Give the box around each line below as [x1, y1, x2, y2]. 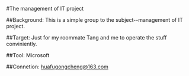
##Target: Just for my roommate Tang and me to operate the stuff [6, 34, 167, 41]
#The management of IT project [6, 5, 84, 12]
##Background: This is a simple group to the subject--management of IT [6, 16, 183, 23]
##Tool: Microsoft [6, 52, 50, 58]
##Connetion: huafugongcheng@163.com [6, 63, 108, 70]
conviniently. [6, 41, 37, 47]
